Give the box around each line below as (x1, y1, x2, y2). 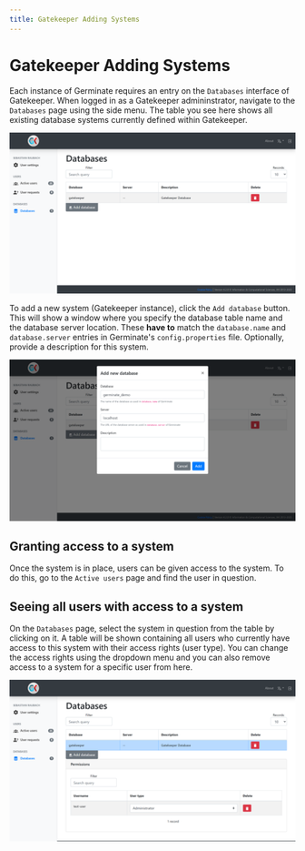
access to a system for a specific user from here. (9, 662, 193, 673)
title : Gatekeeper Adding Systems (9, 15, 141, 24)
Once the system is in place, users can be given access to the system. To (9, 562, 284, 573)
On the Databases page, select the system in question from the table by (9, 623, 275, 634)
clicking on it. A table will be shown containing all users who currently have (9, 633, 290, 643)
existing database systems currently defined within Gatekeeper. (9, 114, 248, 125)
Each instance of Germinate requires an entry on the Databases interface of (9, 85, 290, 96)
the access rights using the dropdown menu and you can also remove (9, 652, 271, 664)
